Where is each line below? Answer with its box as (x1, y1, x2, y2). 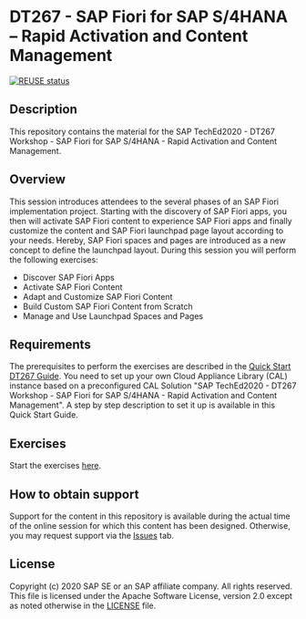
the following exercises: (9, 253, 98, 265)
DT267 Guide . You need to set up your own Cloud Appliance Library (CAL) (9, 371, 289, 382)
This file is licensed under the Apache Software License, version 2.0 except (9, 590, 293, 601)
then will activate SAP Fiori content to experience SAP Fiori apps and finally (9, 215, 293, 226)
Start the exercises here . (9, 460, 102, 471)
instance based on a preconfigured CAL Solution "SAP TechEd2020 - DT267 (9, 380, 297, 391)
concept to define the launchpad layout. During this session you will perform (9, 244, 297, 255)
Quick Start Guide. (9, 409, 79, 420)
